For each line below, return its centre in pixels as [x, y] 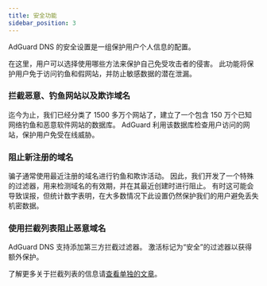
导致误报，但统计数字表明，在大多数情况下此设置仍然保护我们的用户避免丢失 [133, 196]
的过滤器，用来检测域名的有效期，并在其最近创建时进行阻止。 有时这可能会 [131, 186]
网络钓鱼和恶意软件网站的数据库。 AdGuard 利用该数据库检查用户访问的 [126, 125]
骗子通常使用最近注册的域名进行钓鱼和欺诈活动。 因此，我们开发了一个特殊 [131, 176]
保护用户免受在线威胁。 [60, 134]
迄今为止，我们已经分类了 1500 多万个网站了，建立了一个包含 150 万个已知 [130, 114]
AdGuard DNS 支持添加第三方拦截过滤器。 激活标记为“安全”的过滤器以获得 [130, 247]
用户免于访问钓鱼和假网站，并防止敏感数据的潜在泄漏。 [105, 73]
